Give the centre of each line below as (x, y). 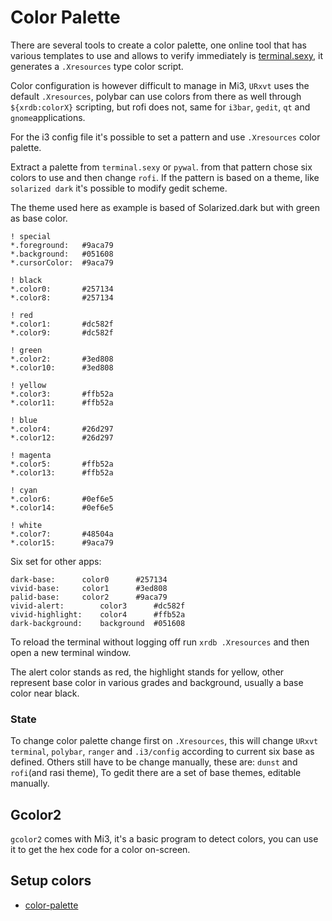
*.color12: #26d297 (62, 437)
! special (31, 236)
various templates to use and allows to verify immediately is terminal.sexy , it (167, 55)
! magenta (31, 455)
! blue (24, 420)
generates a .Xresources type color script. (97, 66)
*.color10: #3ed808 (62, 367)
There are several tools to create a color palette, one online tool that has (158, 45)
